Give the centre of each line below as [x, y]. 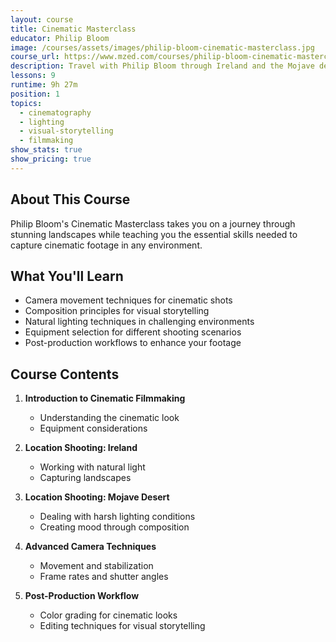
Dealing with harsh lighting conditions [117, 517]
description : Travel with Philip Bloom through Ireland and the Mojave [162, 66]
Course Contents [65, 374]
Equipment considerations [93, 428]
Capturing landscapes [85, 478]
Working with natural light [92, 467]
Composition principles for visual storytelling [117, 311]
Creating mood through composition [114, 527]
